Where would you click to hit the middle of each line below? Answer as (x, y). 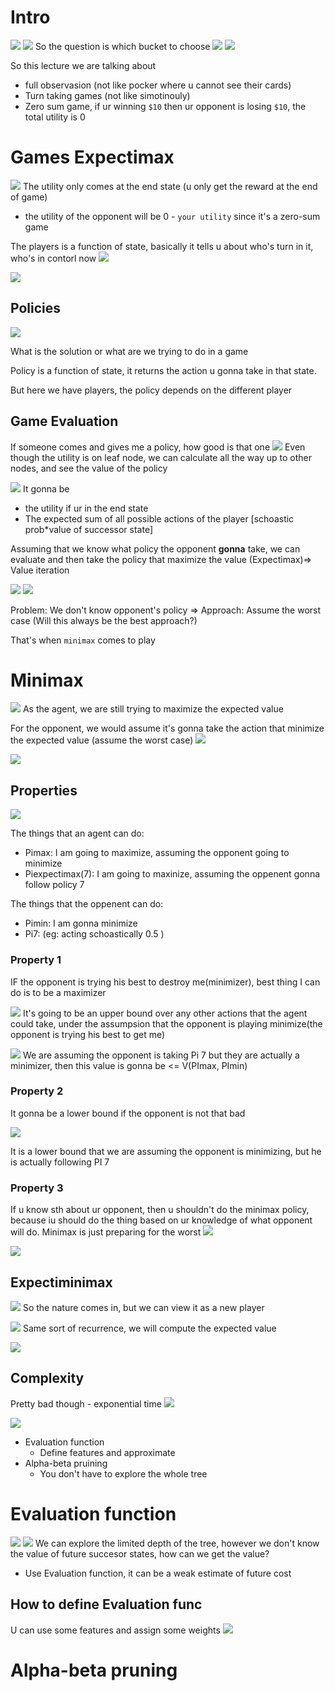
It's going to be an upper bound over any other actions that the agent (165, 1013)
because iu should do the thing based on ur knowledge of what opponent (161, 1220)
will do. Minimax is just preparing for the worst (106, 1232)
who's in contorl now (53, 258)
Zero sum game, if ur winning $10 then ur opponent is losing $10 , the (165, 106)
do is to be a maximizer (58, 992)
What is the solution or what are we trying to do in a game (129, 351)
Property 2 (37, 1091)
